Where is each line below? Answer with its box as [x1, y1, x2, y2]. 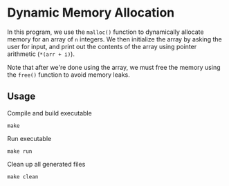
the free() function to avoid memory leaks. [7, 71, 130, 79]
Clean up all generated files [7, 160, 86, 168]
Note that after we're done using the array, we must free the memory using [7, 63, 221, 71]
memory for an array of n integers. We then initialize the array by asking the [7, 35, 223, 43]
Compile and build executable [7, 109, 92, 117]
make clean [7, 173, 39, 180]
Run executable [7, 134, 52, 142]
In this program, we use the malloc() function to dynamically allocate [7, 28, 204, 36]
